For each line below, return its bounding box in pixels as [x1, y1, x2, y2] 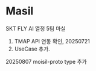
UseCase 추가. [14, 45, 51, 52]
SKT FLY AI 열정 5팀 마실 [5, 25, 66, 32]
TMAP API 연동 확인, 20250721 [14, 37, 90, 45]
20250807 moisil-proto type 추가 [5, 58, 87, 65]
